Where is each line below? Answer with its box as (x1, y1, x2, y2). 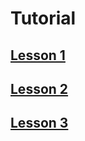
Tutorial (10, 7, 77, 30)
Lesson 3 (10, 115, 69, 132)
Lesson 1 (10, 47, 66, 64)
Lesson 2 (10, 80, 69, 97)
